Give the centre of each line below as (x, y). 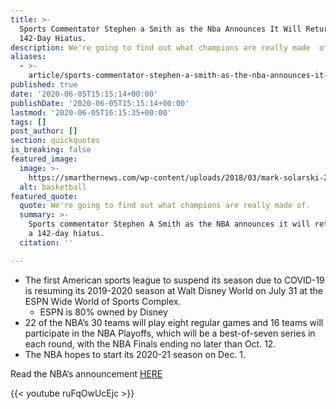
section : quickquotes (55, 141)
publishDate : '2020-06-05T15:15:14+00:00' (100, 103)
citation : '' (46, 242)
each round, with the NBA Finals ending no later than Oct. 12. (150, 343)
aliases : (28, 57)
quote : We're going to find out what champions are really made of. (165, 206)
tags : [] (28, 122)
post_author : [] (44, 131)
